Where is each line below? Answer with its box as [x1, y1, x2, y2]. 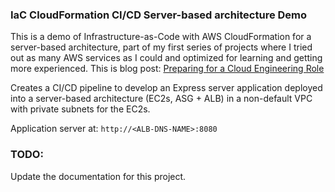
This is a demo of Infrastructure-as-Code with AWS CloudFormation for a [10, 31, 312, 43]
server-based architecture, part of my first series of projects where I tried [10, 41, 313, 53]
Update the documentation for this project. [10, 170, 187, 182]
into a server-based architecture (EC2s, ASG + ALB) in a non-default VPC [10, 93, 313, 105]
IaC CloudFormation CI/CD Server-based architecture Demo [10, 8, 308, 22]
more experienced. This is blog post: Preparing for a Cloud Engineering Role [10, 63, 325, 75]
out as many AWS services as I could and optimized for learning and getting [10, 52, 323, 64]
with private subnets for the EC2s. [10, 103, 151, 115]
